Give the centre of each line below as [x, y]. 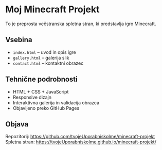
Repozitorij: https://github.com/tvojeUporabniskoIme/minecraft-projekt [80, 137]
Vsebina [19, 40]
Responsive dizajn [32, 97]
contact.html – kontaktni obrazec [48, 63]
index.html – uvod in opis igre [44, 52]
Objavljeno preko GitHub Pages [46, 108]
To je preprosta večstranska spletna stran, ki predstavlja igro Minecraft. [81, 24]
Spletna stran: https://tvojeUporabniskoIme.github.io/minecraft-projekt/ [81, 142]
